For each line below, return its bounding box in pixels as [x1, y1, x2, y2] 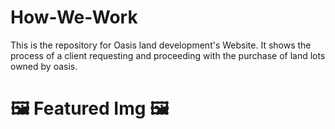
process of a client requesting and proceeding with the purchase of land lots [10, 49, 326, 61]
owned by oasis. [10, 60, 78, 72]
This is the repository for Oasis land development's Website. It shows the [10, 39, 312, 51]
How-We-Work [10, 6, 138, 29]
